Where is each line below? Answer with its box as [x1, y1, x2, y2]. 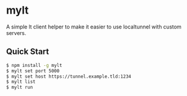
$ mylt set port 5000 [6, 68, 60, 74]
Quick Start [6, 47, 49, 57]
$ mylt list [6, 79, 36, 85]
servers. [6, 29, 27, 36]
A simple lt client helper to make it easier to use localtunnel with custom [6, 23, 182, 30]
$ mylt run [6, 84, 33, 91]
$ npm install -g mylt [6, 62, 62, 68]
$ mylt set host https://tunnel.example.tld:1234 [6, 73, 132, 79]
